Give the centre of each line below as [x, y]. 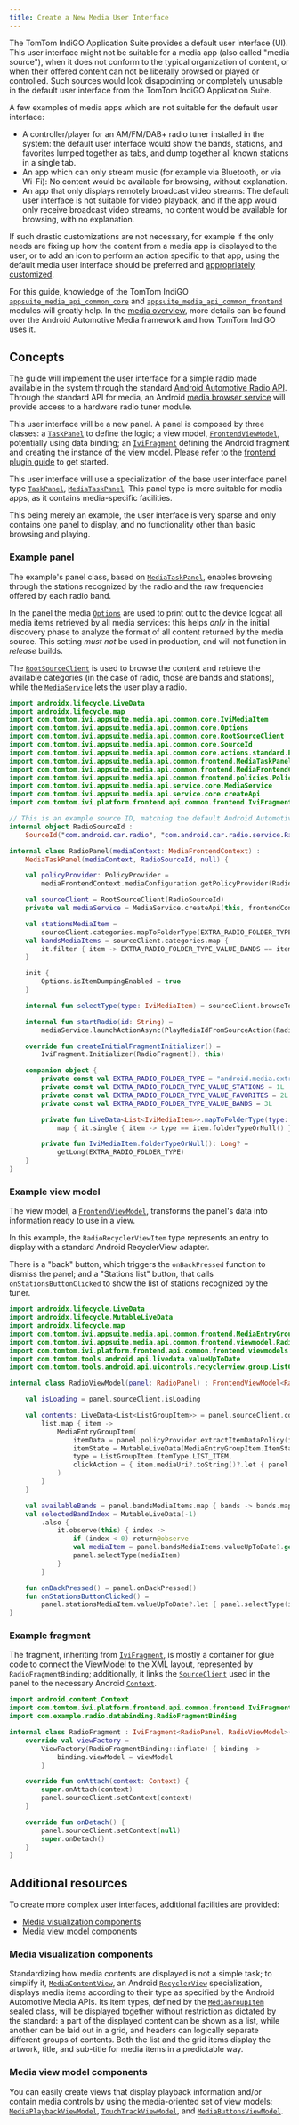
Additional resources [69, 1883]
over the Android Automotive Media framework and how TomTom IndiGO [142, 319]
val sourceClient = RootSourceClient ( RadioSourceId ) [125, 900]
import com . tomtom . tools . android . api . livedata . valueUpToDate [125, 1359]
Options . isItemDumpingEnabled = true [111, 982]
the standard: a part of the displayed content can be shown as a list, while [145, 2021]
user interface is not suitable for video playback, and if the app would [149, 200]
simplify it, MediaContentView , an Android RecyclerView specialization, [136, 1983]
